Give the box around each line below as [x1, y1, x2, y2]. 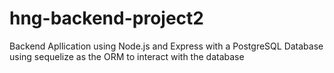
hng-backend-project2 [9, 7, 204, 30]
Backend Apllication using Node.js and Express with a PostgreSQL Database [9, 40, 324, 52]
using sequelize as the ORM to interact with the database [9, 50, 245, 62]
